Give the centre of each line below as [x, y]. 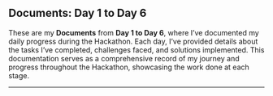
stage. [19, 75]
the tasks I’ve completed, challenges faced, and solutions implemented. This [136, 50]
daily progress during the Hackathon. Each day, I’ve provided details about [133, 41]
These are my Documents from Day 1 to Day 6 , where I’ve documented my [134, 32]
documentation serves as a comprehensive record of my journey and [124, 58]
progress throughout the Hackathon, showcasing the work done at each [129, 67]
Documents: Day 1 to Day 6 [78, 13]
